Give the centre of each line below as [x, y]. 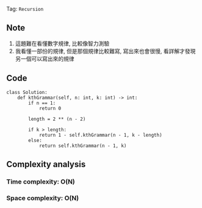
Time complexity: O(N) [41, 181]
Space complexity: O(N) [43, 198]
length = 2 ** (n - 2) [57, 119]
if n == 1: [42, 103]
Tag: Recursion [25, 9]
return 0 [50, 108]
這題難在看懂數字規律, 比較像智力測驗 [62, 43]
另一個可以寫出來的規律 [45, 59]
